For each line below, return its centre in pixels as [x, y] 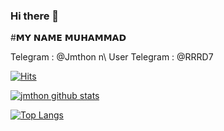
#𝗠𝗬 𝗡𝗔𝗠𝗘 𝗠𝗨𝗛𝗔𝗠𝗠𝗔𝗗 [68, 38]
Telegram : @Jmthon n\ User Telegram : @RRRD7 [112, 57]
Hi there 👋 [35, 16]
